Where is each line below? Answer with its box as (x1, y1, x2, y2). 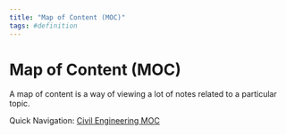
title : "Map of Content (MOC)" (9, 12, 126, 22)
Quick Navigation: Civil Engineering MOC (9, 115, 161, 126)
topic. (9, 99, 30, 109)
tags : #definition (9, 21, 78, 30)
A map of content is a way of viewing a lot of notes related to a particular (9, 89, 277, 99)
